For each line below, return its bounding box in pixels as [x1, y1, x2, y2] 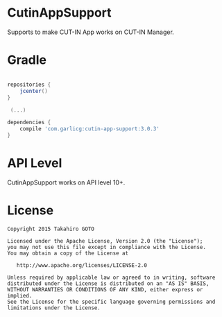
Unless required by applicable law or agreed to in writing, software [7, 274, 216, 281]
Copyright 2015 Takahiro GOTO [7, 225, 95, 232]
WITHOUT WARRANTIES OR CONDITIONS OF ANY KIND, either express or [7, 286, 203, 293]
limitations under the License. [7, 304, 101, 311]
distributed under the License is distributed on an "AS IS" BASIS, [7, 280, 210, 287]
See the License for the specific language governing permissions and [7, 298, 216, 305]
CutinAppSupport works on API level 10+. [7, 178, 126, 187]
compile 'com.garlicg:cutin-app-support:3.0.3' [19, 126, 160, 132]
